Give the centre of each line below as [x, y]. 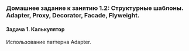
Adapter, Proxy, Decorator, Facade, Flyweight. [73, 15]
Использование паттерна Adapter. [49, 42]
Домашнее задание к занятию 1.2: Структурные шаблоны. [95, 8]
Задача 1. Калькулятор [35, 29]
